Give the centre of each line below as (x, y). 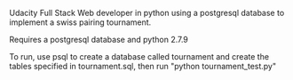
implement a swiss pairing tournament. (80, 22)
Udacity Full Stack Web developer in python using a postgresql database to (147, 13)
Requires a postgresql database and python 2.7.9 (99, 40)
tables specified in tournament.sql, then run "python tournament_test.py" (143, 66)
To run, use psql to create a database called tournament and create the (139, 56)
